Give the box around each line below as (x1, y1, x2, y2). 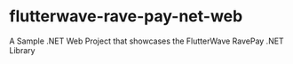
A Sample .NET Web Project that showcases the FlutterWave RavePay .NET (9, 36, 284, 46)
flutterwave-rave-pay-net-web (9, 6, 243, 27)
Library (9, 44, 36, 55)
